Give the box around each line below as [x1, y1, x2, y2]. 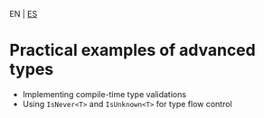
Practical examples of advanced [9, 41, 256, 60]
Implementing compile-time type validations [22, 88, 187, 99]
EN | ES [9, 9, 38, 19]
